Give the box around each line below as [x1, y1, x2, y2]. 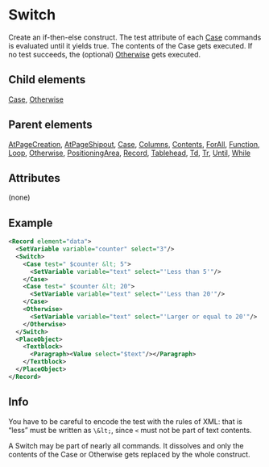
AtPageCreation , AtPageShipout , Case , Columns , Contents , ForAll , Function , [8, 139, 260, 149]
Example [8, 216, 53, 229]
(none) [8, 192, 31, 203]
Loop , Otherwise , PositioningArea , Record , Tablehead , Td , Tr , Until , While [8, 148, 251, 158]
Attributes [8, 171, 60, 185]
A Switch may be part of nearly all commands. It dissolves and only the [8, 440, 244, 450]
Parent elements [8, 118, 93, 132]
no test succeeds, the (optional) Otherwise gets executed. [8, 49, 201, 59]
